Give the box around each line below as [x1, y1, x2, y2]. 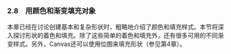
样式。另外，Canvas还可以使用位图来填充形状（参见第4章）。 [12, 40, 186, 49]
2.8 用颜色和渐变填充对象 [7, 5, 96, 15]
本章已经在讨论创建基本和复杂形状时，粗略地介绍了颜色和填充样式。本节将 [7, 23, 218, 31]
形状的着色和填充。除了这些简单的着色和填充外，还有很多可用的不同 [25, 31, 218, 40]
